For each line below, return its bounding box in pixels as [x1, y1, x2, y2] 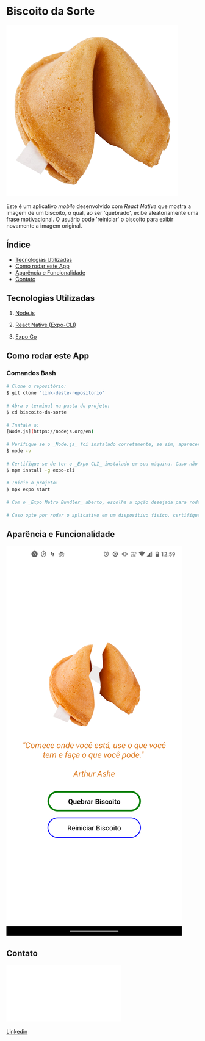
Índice [6, 240, 31, 250]
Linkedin [6, 1028, 28, 1036]
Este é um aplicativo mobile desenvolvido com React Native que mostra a [6, 203, 191, 210]
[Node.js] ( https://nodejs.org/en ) [6, 428, 95, 434]
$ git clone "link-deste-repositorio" [6, 390, 105, 396]
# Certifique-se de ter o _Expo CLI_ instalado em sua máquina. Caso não [6, 461, 198, 467]
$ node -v [6, 448, 32, 454]
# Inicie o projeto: [6, 480, 59, 486]
